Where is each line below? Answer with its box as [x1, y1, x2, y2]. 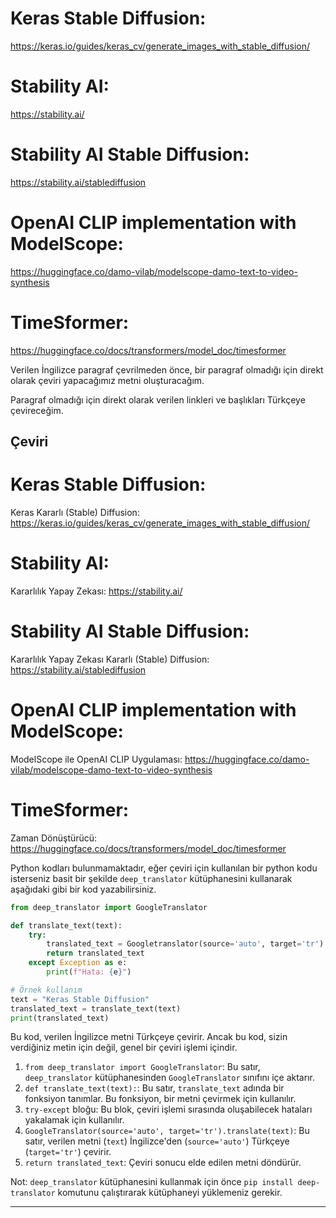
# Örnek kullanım [10, 985, 83, 995]
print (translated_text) [10, 1013, 110, 1023]
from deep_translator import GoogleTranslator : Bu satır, [24, 1061, 261, 1073]
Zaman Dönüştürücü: [10, 832, 98, 844]
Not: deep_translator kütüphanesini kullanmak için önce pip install [10, 1176, 294, 1188]
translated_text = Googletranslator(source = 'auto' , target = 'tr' [46, 939, 320, 949]
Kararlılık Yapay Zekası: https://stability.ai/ [10, 585, 183, 597]
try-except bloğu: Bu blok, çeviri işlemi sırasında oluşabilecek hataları [24, 1103, 313, 1116]
